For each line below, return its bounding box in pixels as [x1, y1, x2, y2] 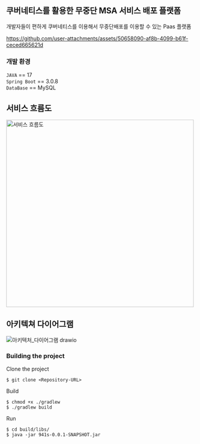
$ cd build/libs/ [6, 427, 50, 433]
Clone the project [6, 365, 49, 373]
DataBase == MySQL [6, 84, 56, 91]
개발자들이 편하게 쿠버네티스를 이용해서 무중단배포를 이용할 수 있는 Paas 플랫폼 [6, 23, 192, 30]
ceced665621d [6, 41, 44, 48]
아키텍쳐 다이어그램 [6, 319, 74, 329]
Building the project [6, 351, 65, 360]
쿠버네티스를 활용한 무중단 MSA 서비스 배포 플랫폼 [6, 5, 181, 16]
